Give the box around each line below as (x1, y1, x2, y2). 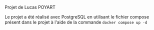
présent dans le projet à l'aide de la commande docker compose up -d (4, 19, 147, 25)
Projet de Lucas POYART (4, 4, 55, 10)
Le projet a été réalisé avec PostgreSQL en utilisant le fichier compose (4, 14, 149, 19)
